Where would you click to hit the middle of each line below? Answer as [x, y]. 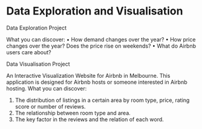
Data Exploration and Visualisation [95, 11]
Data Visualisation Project [38, 64]
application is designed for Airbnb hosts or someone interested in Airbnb [97, 82]
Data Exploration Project [37, 28]
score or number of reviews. [50, 106]
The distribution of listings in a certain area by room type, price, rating [102, 100]
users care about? [29, 52]
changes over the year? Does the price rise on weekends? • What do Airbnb [101, 46]
